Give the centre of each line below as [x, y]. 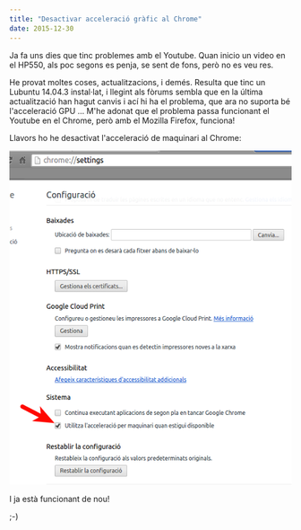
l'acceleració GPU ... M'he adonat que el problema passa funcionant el [140, 110]
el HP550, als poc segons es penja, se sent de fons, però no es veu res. [142, 65]
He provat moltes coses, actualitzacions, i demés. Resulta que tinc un [138, 82]
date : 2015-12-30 [42, 28]
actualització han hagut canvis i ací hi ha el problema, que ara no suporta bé [150, 101]
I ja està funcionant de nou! [60, 499]
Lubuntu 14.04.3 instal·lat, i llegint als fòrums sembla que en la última [136, 92]
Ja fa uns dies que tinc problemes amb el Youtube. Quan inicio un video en [147, 55]
